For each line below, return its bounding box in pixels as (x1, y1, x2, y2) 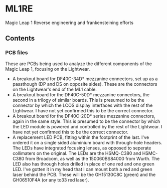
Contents (5, 34, 35, 43)
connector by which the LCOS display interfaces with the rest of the (12, 102, 153, 108)
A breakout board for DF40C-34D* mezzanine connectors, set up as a (12, 76, 158, 82)
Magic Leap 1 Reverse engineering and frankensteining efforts (5, 20, 134, 26)
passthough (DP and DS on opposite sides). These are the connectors (12, 81, 157, 87)
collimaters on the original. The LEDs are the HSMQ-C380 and (12, 150, 141, 156)
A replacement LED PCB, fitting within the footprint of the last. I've (12, 134, 149, 140)
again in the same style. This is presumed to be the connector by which (12, 118, 160, 124)
